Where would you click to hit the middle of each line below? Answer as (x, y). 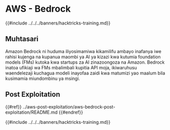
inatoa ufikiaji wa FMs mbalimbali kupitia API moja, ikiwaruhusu (71, 67)
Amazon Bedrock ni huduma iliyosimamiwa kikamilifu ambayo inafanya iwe (83, 51)
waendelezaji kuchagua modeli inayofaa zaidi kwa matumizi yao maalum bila (85, 73)
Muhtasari (22, 39)
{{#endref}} (71, 112)
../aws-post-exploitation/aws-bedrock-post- (69, 107)
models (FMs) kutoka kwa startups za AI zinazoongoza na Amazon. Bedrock (85, 62)
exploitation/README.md (31, 112)
